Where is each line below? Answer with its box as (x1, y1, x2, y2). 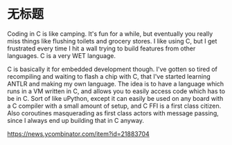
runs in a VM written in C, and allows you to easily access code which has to (7, 87, 226, 95)
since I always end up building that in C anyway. (7, 116, 144, 124)
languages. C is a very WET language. (7, 51, 116, 59)
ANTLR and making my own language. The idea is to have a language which (7, 79, 224, 88)
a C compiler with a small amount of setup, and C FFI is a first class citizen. (7, 101, 222, 110)
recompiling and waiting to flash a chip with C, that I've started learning (7, 72, 211, 80)
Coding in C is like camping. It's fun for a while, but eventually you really (7, 29, 213, 38)
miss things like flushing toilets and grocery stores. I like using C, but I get (7, 37, 217, 45)
